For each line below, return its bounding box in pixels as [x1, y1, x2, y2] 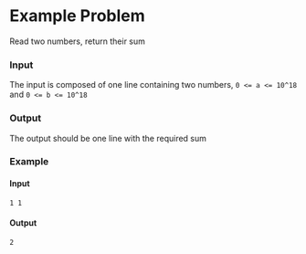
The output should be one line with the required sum [9, 132, 207, 143]
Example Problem [9, 5, 146, 26]
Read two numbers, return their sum [9, 36, 146, 47]
